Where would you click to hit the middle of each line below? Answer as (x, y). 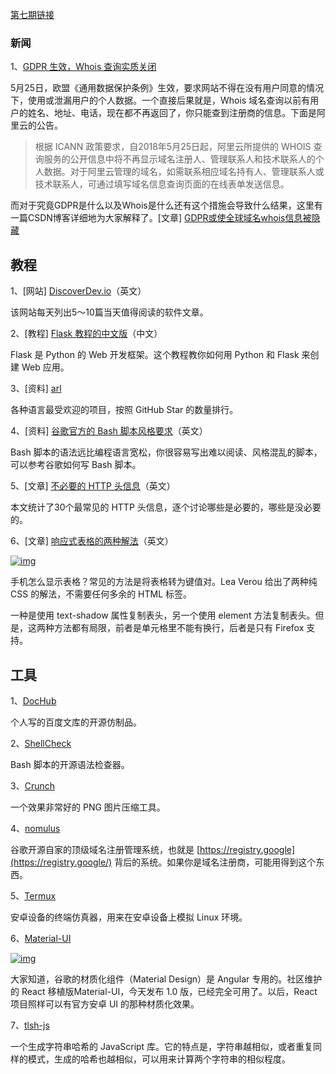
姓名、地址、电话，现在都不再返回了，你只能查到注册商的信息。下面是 (172, 113)
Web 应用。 (45, 367)
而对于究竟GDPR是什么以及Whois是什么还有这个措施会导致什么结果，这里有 (166, 205)
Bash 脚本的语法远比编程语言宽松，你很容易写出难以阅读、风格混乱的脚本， (166, 452)
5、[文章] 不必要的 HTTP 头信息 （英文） (93, 486)
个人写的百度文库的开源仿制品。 (76, 722)
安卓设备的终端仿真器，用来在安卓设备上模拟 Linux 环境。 (129, 917)
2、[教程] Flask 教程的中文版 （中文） (86, 334)
